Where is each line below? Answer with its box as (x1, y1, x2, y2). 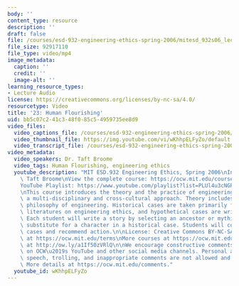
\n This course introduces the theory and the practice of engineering (20, 189, 234, 196)
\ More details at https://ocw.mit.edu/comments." (20, 261, 174, 268)
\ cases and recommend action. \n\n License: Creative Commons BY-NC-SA (20, 228, 234, 235)
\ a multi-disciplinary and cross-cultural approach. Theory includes (20, 195, 234, 202)
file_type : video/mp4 (7, 50, 72, 57)
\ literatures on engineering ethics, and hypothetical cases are (20, 209, 221, 216)
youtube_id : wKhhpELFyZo (14, 268, 87, 275)
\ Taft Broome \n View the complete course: (20, 175, 148, 182)
